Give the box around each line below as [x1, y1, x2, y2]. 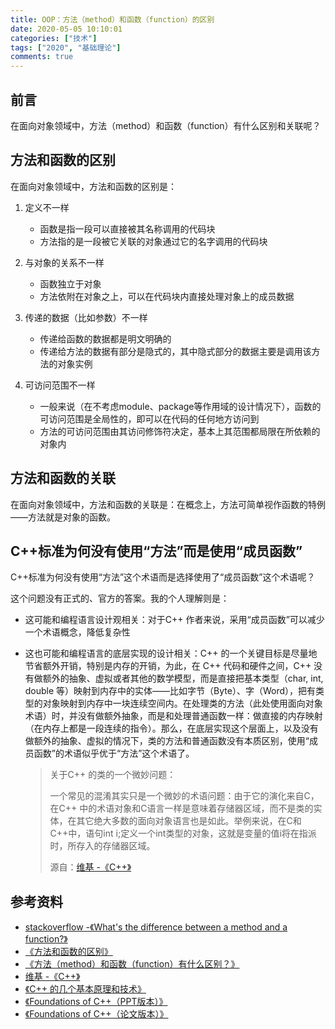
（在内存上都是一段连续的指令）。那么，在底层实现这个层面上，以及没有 [24, 722, 319, 735]
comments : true [10, 52, 74, 62]
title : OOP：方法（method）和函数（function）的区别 [10, 14, 215, 25]
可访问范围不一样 [24, 379, 96, 391]
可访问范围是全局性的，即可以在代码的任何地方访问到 [39, 412, 260, 425]
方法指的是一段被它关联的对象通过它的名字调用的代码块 [39, 235, 268, 247]
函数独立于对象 [39, 277, 102, 290]
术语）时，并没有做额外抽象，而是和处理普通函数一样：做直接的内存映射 [24, 710, 323, 722]
